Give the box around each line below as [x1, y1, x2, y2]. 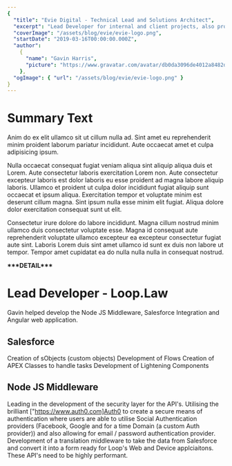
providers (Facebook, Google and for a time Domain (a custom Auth [7, 422, 200, 430]
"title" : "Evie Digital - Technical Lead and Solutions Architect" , [13, 17, 215, 23]
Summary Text [7, 110, 93, 126]
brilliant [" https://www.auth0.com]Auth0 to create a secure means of [7, 407, 203, 415]
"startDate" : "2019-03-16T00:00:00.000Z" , [13, 36, 137, 43]
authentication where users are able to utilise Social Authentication [7, 414, 197, 423]
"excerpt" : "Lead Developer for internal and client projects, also [13, 23, 215, 30]
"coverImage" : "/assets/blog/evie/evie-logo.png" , [13, 29, 162, 37]
